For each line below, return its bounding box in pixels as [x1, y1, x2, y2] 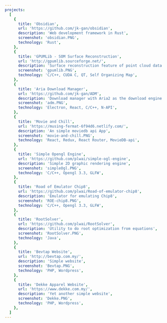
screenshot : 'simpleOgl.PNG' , [18, 166, 81, 171]
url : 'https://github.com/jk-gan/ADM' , [18, 91, 101, 96]
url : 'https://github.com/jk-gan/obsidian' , [18, 26, 113, 31]
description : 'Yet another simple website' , [18, 291, 113, 296]
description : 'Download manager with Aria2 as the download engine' [18, 96, 164, 101]
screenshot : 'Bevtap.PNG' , [18, 263, 75, 268]
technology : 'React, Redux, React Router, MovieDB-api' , [18, 138, 140, 143]
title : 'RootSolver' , [18, 217, 64, 222]
